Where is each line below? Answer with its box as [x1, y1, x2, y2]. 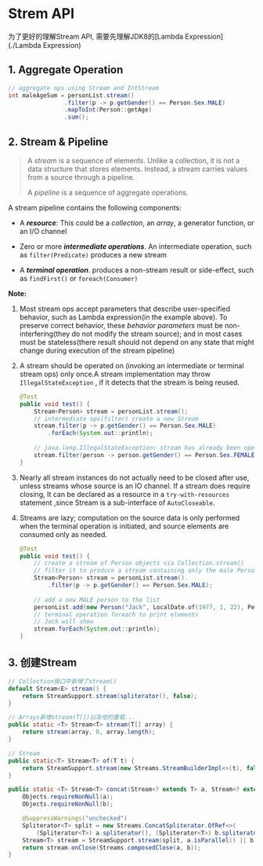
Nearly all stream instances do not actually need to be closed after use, [19, 473, 250, 482]
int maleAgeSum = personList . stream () [8, 91, 135, 99]
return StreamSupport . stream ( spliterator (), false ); [22, 692, 198, 700]
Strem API [8, 5, 75, 23]
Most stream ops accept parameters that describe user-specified [19, 304, 231, 313]
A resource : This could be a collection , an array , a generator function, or [19, 217, 254, 228]
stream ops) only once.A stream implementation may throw [19, 369, 211, 378]
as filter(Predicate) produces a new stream [19, 250, 167, 259]
